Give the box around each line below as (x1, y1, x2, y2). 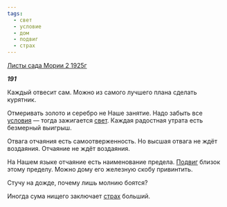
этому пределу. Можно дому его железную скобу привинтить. (7, 165, 193, 173)
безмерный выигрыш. (7, 124, 72, 132)
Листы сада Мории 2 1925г (7, 62, 87, 69)
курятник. (7, 96, 37, 104)
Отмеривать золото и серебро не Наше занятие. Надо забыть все (7, 109, 203, 117)
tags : (7, 10, 23, 17)
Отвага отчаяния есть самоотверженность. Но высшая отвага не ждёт (7, 137, 218, 145)
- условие (13, 23, 42, 30)
